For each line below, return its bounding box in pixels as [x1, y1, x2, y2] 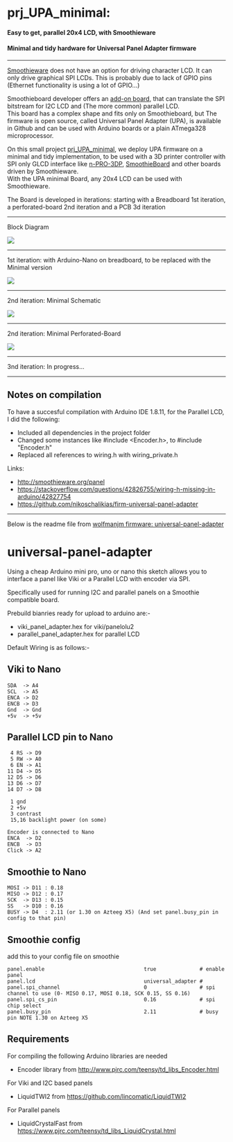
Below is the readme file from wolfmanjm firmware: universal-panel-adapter [7, 520, 224, 528]
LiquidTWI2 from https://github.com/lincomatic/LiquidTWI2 [17, 1092, 187, 1100]
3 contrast [10, 811, 42, 818]
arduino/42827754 [17, 492, 71, 500]
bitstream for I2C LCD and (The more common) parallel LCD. [7, 102, 180, 110]
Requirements [7, 1033, 69, 1045]
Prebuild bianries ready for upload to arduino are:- [7, 609, 150, 617]
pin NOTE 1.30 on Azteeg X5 [7, 1014, 89, 1021]
